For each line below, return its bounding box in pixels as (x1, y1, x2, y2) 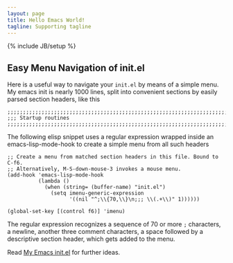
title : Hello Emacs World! (7, 17, 85, 24)
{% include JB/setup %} (7, 42, 76, 51)
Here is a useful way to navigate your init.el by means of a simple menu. (7, 80, 219, 89)
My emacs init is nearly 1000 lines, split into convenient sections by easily (7, 88, 218, 96)
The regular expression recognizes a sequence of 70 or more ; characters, (7, 220, 221, 228)
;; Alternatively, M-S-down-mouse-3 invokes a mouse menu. (7, 165, 182, 173)
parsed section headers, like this (7, 95, 101, 104)
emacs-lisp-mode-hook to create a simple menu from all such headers (7, 140, 209, 149)
